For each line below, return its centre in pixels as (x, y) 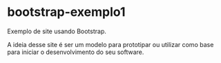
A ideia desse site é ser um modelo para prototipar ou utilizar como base (110, 44)
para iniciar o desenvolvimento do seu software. (76, 52)
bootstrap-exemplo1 (66, 12)
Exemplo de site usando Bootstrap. (57, 31)
